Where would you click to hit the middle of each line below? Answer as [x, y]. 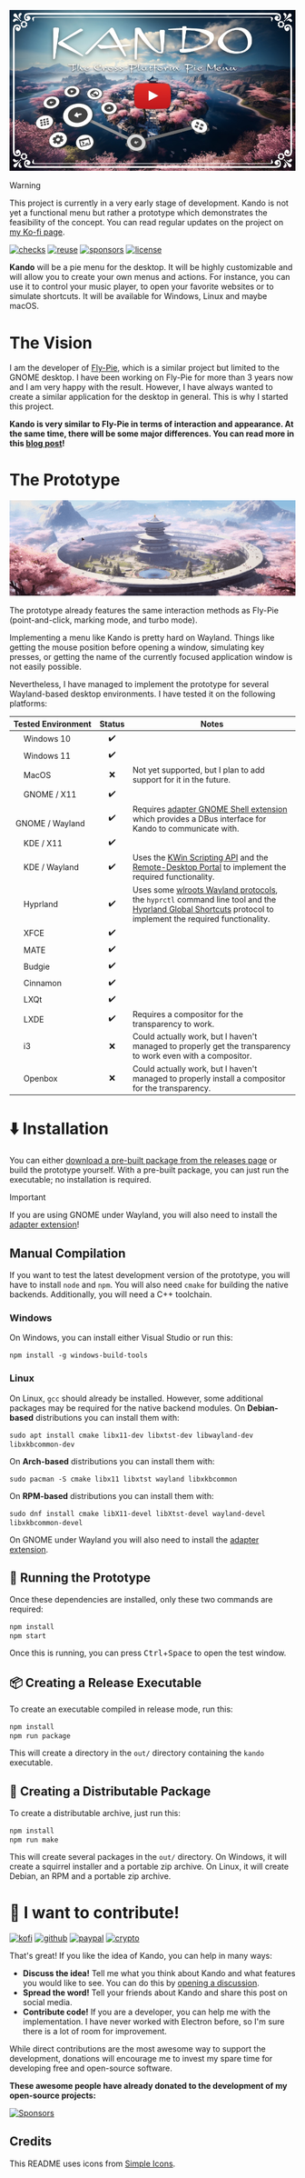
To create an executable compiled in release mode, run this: [121, 1709]
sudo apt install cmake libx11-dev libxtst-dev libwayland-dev [132, 1435]
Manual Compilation [68, 1253]
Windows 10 [47, 739]
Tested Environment [53, 724]
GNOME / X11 [50, 794]
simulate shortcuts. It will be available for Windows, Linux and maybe [138, 296]
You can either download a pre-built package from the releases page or [143, 1161]
